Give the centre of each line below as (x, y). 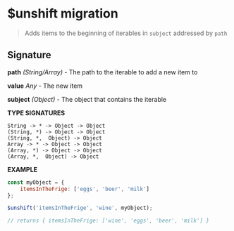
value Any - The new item (45, 86)
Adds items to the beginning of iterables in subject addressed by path (126, 33)
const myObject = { (36, 182)
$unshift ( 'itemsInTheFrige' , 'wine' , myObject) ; (80, 208)
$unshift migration (63, 14)
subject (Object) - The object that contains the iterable (87, 99)
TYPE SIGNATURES (36, 113)
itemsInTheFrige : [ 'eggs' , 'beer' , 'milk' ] (85, 189)
